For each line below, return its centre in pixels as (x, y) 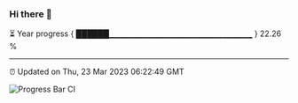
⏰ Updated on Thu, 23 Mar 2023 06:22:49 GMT (97, 72)
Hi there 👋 (31, 14)
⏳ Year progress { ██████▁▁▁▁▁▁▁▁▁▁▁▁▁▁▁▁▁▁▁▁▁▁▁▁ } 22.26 (145, 33)
